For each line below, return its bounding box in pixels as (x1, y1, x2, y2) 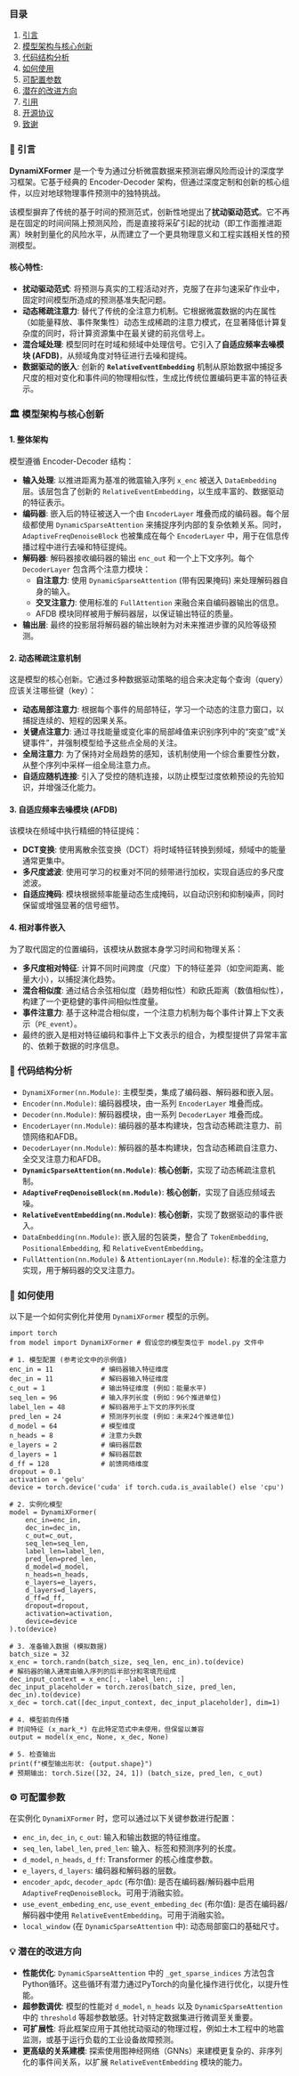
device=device (25, 1618, 77, 1626)
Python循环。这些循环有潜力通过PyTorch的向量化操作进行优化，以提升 (21, 1978, 282, 1989)
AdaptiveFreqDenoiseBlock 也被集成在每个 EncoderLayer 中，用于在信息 (21, 530, 282, 540)
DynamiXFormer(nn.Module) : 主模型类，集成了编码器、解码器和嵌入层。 (21, 1086, 279, 1097)
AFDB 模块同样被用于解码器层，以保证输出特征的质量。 (35, 608, 238, 619)
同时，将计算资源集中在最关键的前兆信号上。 (45, 328, 210, 338)
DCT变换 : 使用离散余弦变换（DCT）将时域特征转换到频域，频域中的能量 (21, 844, 287, 856)
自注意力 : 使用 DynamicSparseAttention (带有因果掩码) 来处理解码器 (35, 574, 281, 585)
